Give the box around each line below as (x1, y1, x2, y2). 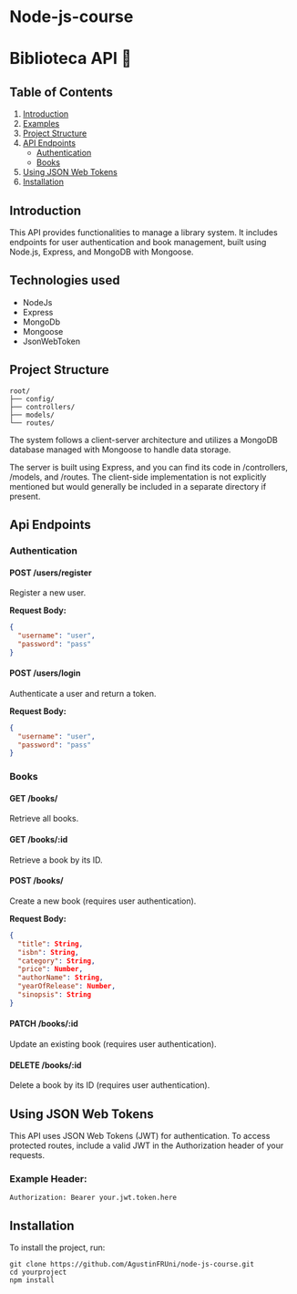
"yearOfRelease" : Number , (17, 982, 117, 991)
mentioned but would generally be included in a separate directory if (9, 481, 267, 492)
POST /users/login (9, 668, 81, 678)
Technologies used (9, 273, 120, 288)
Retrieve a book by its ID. (9, 854, 103, 865)
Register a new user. (9, 587, 87, 598)
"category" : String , (17, 956, 96, 966)
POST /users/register (9, 567, 93, 578)
